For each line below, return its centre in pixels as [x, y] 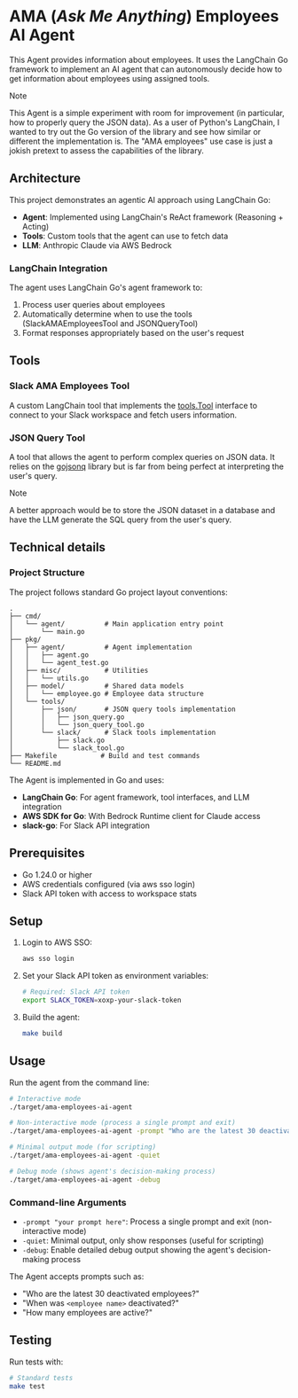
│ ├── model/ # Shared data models [97, 686]
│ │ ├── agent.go [49, 655]
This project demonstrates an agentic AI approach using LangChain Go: [140, 199]
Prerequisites [47, 853]
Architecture [45, 179]
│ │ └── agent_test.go [59, 662]
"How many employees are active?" [87, 1312]
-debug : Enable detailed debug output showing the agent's [128, 1250]
